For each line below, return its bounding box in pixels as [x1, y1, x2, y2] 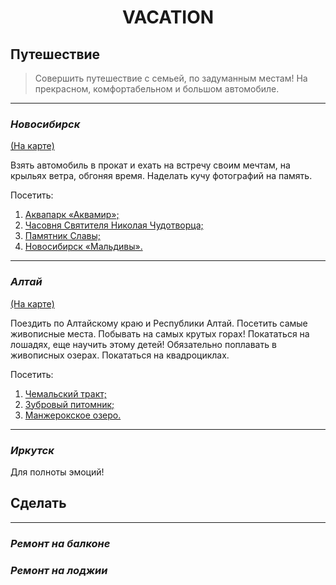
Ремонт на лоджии [10, 563, 108, 577]
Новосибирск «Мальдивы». [24, 241, 143, 253]
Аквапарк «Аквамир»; [24, 209, 120, 221]
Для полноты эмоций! [10, 466, 105, 478]
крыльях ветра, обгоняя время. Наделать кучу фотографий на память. [10, 170, 313, 182]
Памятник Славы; [24, 230, 101, 242]
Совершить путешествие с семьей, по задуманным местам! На [34, 72, 308, 84]
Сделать [10, 495, 67, 512]
